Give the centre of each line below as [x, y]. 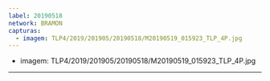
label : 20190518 [35, 16]
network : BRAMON [35, 23]
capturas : [25, 30]
